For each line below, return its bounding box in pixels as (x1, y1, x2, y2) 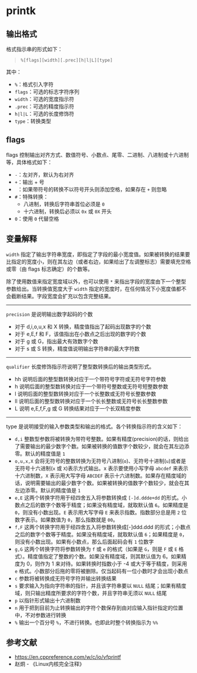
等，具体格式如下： (6, 159, 53, 166)
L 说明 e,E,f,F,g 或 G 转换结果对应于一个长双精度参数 (14, 405, 141, 412)
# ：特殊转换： (14, 193, 49, 200)
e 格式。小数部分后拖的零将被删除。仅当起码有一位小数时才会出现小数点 (14, 567, 189, 574)
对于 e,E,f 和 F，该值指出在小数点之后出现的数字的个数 (14, 330, 147, 337)
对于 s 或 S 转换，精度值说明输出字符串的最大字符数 (14, 345, 140, 352)
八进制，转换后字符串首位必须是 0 (23, 200, 105, 207)
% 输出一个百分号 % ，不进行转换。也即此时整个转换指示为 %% (14, 618, 158, 626)
